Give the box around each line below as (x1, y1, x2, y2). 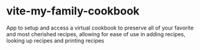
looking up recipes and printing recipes (6, 37, 105, 44)
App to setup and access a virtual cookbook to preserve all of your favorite (6, 24, 194, 31)
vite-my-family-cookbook (6, 4, 140, 18)
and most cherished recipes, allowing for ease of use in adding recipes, (6, 30, 185, 37)
